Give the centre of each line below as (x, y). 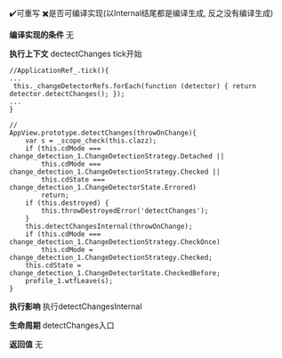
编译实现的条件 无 (41, 35)
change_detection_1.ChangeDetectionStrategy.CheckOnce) (115, 242)
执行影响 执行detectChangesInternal (76, 306)
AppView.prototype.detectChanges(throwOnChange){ (103, 133)
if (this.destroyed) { (67, 203)
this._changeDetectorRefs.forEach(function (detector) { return (134, 86)
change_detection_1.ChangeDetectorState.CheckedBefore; (115, 273)
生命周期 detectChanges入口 (62, 325)
